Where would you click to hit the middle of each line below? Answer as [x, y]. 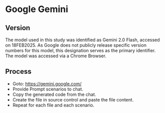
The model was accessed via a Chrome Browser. [56, 56]
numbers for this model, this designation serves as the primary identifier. [80, 50]
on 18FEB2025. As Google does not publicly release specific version [76, 45]
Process [18, 72]
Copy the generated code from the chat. [54, 94]
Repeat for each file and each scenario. [53, 105]
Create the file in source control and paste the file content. [73, 99]
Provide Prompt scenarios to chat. [48, 89]
